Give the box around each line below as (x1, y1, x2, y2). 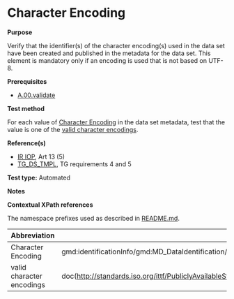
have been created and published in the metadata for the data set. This (7, 49, 211, 57)
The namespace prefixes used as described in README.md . (7, 214, 180, 222)
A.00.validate (17, 91, 56, 99)
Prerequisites (7, 77, 47, 85)
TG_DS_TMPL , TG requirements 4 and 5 (17, 159, 132, 168)
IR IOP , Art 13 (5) (17, 152, 65, 161)
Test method (7, 104, 45, 112)
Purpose (7, 28, 33, 36)
